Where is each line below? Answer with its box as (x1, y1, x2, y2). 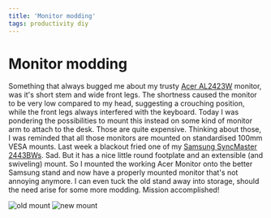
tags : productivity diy (8, 20, 89, 28)
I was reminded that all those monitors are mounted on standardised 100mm (8, 133, 263, 143)
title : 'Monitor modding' (8, 11, 96, 20)
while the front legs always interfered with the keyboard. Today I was (8, 107, 239, 117)
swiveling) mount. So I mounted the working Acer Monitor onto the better (8, 159, 253, 169)
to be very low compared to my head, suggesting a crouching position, (8, 98, 245, 108)
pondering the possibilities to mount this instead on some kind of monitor (8, 116, 253, 126)
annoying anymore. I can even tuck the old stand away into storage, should (8, 177, 260, 186)
